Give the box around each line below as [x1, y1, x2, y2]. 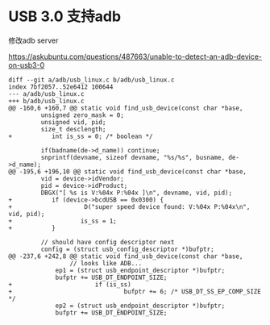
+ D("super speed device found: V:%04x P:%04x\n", [8, 202, 251, 210]
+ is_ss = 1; [8, 217, 117, 225]
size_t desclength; [40, 125, 106, 133]
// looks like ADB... [69, 259, 143, 267]
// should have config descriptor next [40, 238, 175, 246]
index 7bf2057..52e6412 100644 [8, 82, 114, 91]
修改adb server [8, 35, 59, 45]
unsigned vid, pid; [40, 118, 106, 126]
